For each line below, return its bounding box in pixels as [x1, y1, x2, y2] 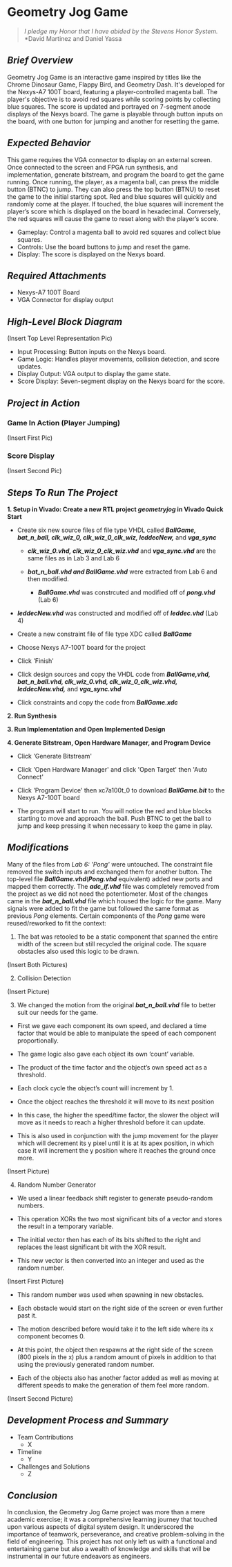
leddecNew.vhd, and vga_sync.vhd [17, 684, 122, 693]
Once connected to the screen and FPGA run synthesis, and [7, 163, 178, 171]
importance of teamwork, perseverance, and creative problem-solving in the [7, 1530, 224, 1539]
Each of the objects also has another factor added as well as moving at [17, 1373, 220, 1382]
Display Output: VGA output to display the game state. [17, 370, 171, 378]
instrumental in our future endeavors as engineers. [7, 1552, 152, 1561]
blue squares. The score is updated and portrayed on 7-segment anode [7, 102, 211, 111]
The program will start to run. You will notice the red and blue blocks [17, 806, 212, 815]
